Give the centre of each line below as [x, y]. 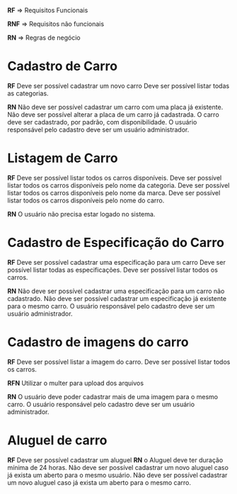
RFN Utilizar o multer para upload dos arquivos [75, 383]
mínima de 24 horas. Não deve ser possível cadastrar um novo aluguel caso [118, 467]
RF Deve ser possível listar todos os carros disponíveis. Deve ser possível [115, 178]
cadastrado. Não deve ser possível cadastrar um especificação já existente [117, 298]
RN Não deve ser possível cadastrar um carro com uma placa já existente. [115, 107]
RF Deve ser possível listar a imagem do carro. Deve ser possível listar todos [119, 362]
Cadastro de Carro [63, 66]
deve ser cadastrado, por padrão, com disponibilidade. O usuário [102, 122]
